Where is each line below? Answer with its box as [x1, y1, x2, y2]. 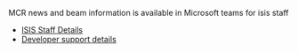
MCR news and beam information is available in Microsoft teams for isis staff [8, 8, 289, 18]
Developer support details [20, 34, 117, 44]
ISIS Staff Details [20, 25, 84, 34]
